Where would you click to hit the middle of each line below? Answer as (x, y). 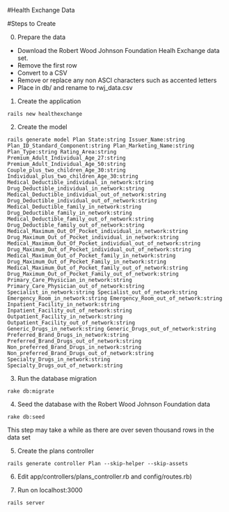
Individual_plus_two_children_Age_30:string (73, 176)
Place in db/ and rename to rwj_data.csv (75, 88)
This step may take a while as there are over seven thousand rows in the (111, 430)
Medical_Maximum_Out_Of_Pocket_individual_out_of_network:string (104, 243)
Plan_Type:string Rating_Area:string (62, 152)
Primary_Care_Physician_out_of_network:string (76, 286)
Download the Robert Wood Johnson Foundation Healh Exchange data (118, 51)
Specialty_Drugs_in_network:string (59, 359)
